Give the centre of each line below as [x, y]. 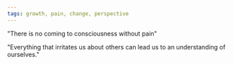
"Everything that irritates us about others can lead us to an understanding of [116, 47]
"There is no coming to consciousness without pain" [82, 33]
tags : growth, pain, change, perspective [68, 14]
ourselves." [23, 54]
